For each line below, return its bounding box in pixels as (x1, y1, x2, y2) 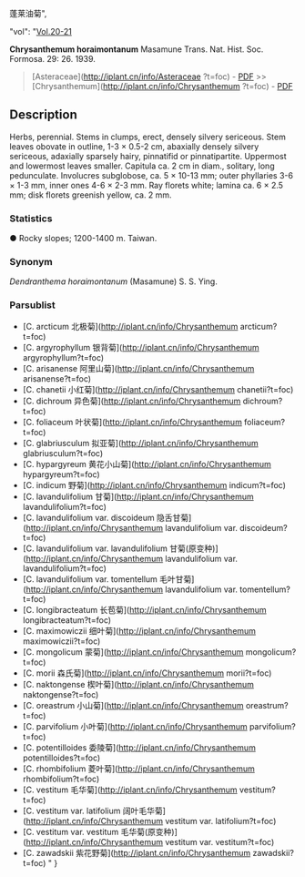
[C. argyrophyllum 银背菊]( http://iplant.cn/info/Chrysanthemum (22, 342, 259, 352)
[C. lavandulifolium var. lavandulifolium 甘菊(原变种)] (22, 543, 219, 554)
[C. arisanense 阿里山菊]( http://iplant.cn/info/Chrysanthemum (22, 362, 255, 373)
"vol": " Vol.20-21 (9, 26, 73, 36)
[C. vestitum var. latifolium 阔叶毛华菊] (22, 805, 167, 816)
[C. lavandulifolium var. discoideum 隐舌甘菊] (22, 512, 192, 523)
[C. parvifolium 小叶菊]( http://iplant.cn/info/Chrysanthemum (22, 720, 248, 731)
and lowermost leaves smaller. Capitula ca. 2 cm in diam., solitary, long (9, 160, 275, 171)
